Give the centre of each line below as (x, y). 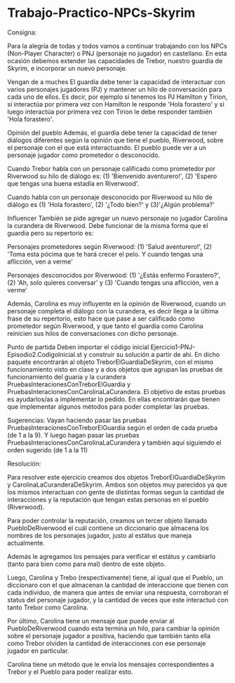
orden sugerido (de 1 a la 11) (48, 449)
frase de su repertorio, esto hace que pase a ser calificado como (101, 318)
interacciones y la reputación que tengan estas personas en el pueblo (108, 499)
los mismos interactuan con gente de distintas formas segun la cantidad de (116, 492)
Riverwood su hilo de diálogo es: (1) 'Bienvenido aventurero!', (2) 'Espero (112, 176)
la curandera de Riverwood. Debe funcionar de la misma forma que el (108, 225)
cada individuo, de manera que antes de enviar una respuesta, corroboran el (118, 592)
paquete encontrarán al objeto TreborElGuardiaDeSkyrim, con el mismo (110, 362)
